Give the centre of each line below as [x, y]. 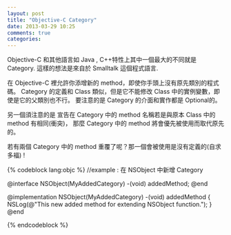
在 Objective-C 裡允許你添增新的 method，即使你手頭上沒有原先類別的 [107, 83]
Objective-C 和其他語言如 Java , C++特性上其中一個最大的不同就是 [102, 60]
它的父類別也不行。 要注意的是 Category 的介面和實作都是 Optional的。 [120, 100]
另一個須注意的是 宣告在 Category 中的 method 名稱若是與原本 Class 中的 [111, 115]
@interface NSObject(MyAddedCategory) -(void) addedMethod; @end [108, 184]
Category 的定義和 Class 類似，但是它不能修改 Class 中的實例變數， [117, 92]
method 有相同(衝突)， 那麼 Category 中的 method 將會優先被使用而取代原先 [116, 123]
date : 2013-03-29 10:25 [41, 26]
